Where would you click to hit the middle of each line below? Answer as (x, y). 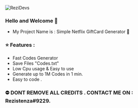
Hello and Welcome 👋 (31, 21)
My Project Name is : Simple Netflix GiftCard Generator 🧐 (71, 32)
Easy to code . (27, 79)
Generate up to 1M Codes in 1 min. (48, 74)
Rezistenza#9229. (28, 100)
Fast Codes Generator (35, 58)
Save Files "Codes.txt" (35, 63)
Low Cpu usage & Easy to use (43, 68)
